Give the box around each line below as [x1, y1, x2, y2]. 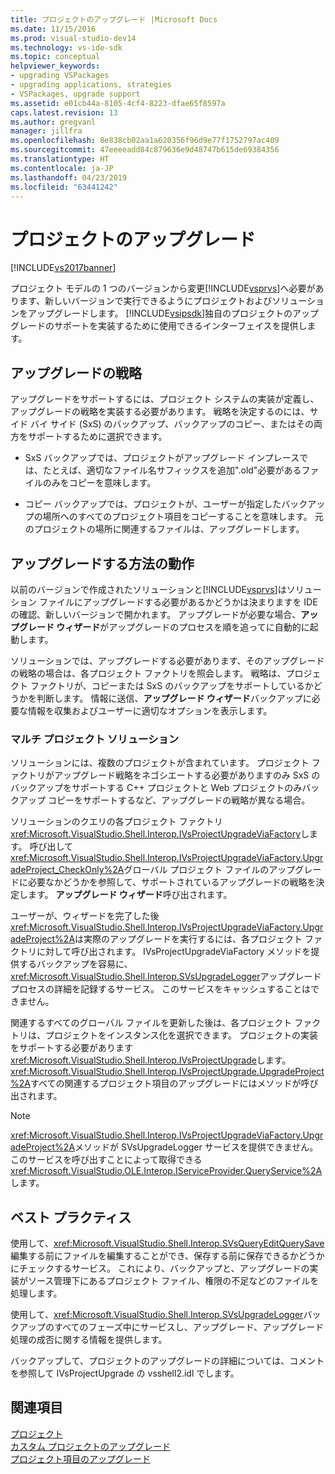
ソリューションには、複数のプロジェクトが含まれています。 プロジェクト [10, 757, 310, 769]
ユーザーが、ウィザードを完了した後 [10, 910, 160, 922]
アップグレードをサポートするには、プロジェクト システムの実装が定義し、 [10, 393, 320, 405]
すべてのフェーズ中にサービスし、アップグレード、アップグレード [53, 1321, 325, 1333]
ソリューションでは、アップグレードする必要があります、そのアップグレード [10, 654, 325, 666]
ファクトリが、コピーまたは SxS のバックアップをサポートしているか [29, 679, 314, 691]
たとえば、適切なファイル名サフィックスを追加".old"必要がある [42, 464, 302, 476]
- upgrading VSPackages [10, 71, 110, 81]
